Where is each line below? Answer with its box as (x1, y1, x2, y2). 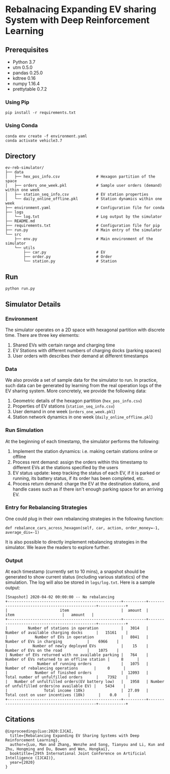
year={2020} (10, 760, 36, 765)
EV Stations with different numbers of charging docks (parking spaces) (12, 347, 161, 353)
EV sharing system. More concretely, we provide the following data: (5, 388, 147, 394)
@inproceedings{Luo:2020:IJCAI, (5, 729, 74, 734)
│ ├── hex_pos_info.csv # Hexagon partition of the (5, 174, 156, 179)
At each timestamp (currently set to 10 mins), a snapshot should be (5, 568, 146, 575)
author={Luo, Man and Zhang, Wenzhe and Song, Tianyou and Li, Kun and (10, 742, 165, 747)
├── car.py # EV (23, 250, 106, 255)
